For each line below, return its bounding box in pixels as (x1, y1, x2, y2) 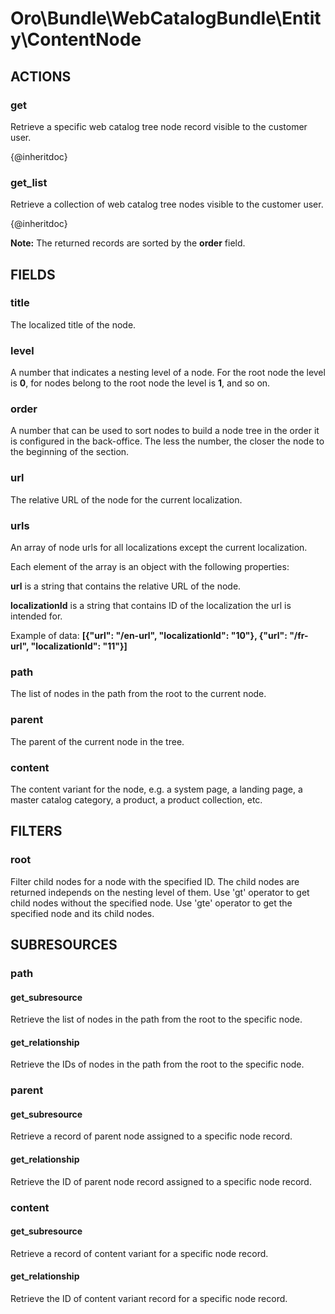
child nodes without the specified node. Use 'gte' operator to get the (10, 897, 293, 909)
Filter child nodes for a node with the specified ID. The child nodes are (10, 875, 300, 887)
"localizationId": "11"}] (30, 640, 128, 652)
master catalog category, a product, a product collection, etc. (10, 793, 263, 806)
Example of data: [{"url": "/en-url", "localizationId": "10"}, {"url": (10, 630, 288, 642)
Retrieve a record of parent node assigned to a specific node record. (10, 1130, 293, 1142)
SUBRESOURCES (10, 937, 118, 954)
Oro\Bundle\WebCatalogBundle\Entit (10, 7, 322, 30)
